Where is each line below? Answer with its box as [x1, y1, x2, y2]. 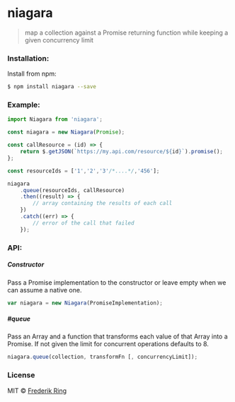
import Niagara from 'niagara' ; [7, 116, 103, 123]
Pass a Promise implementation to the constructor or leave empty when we [7, 278, 227, 287]
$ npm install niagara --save [7, 83, 97, 90]
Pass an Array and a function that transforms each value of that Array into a [7, 332, 228, 341]
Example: [7, 100, 40, 110]
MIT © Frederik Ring [7, 386, 67, 395]
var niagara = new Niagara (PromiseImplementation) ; [7, 299, 163, 307]
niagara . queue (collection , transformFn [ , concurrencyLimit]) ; [7, 353, 198, 361]
